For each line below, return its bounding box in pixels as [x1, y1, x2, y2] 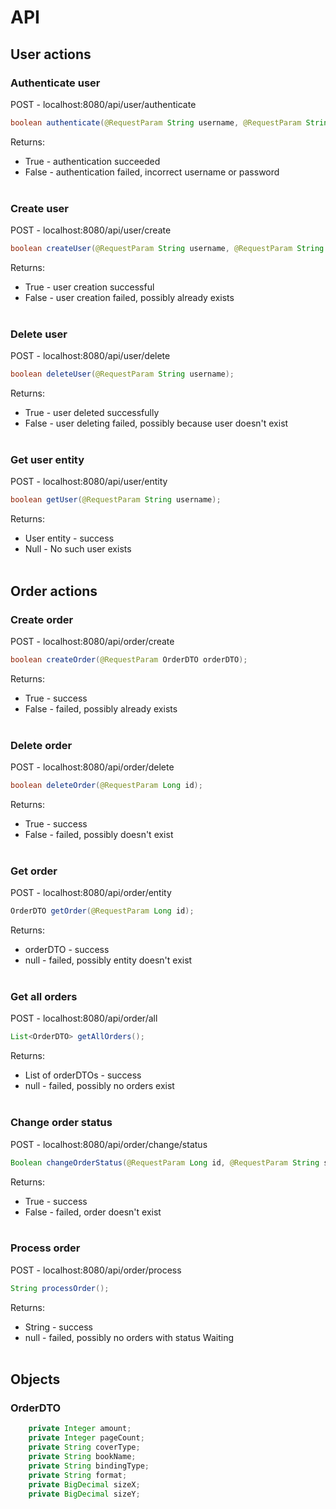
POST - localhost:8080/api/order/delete [10, 761, 175, 773]
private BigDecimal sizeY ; [28, 1489, 141, 1499]
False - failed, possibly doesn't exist [24, 829, 174, 840]
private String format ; [28, 1470, 128, 1480]
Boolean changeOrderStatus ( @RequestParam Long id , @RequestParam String [10, 1157, 320, 1168]
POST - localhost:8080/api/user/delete [10, 350, 171, 362]
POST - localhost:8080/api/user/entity [10, 476, 168, 488]
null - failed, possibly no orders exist [24, 1080, 175, 1092]
